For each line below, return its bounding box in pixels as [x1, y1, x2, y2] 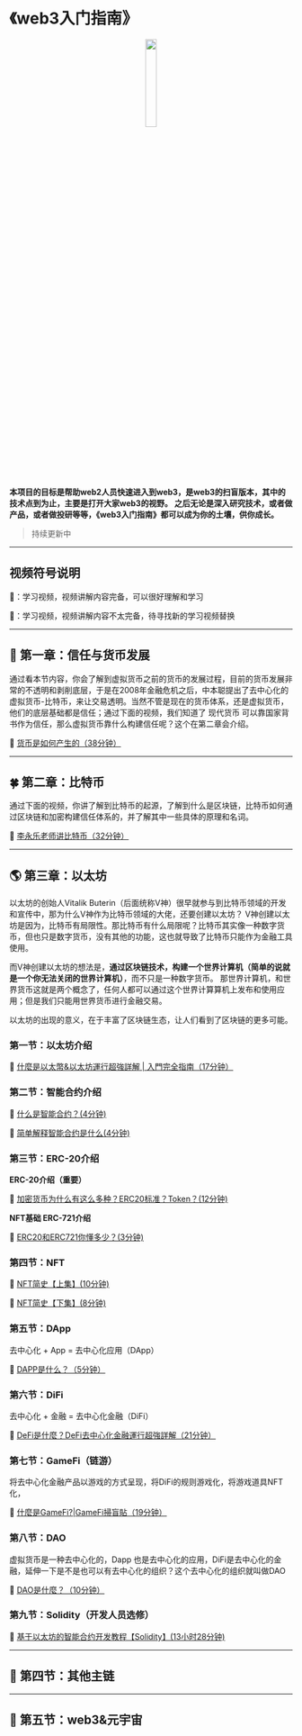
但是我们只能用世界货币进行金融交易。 [24, 996, 167, 1007]
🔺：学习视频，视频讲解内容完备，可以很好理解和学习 [9, 591, 204, 601]
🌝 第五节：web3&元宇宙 [9, 1713, 143, 1728]
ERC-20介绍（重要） [9, 1174, 87, 1185]
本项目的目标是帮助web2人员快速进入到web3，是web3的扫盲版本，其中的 [9, 486, 286, 497]
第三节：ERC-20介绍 [9, 1152, 100, 1164]
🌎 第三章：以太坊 [9, 868, 108, 883]
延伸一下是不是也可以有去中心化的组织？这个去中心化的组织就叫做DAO [24, 1565, 286, 1576]
